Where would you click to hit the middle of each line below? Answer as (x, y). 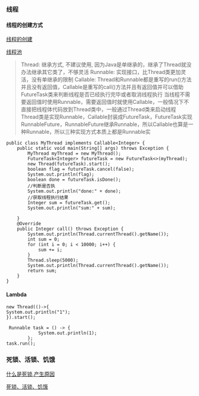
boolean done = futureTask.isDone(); (74, 180)
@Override (29, 224)
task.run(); (21, 344)
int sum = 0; (44, 240)
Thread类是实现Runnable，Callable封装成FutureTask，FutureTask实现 (106, 117)
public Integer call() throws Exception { (70, 229)
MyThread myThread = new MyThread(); (74, 154)
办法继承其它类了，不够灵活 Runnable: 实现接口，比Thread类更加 (101, 72)
